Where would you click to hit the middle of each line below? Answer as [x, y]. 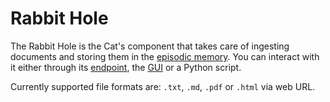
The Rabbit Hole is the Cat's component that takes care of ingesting [150, 46]
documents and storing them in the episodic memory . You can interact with [165, 56]
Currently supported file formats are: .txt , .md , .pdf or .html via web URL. [163, 86]
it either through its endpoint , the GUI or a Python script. [126, 67]
